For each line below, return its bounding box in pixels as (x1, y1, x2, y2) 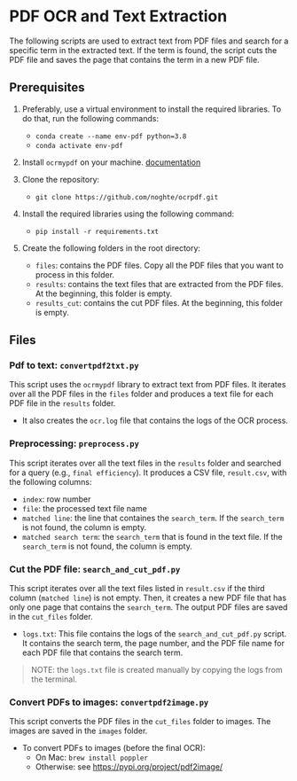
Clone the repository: (21, 174, 100, 184)
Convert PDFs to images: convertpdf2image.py (9, 696, 209, 708)
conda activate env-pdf (35, 141, 124, 150)
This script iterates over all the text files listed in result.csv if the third (9, 583, 265, 594)
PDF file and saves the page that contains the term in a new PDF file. (9, 54, 260, 65)
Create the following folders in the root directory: (21, 242, 201, 254)
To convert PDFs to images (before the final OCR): (21, 743, 206, 754)
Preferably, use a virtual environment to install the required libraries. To (21, 104, 282, 114)
